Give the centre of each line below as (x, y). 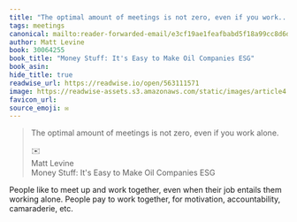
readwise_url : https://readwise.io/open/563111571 (104, 83)
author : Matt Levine (47, 42)
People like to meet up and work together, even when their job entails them (145, 190)
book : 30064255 (37, 50)
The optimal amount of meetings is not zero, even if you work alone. (155, 133)
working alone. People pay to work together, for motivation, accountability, (145, 199)
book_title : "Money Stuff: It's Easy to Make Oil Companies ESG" (132, 58)
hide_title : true (41, 75)
